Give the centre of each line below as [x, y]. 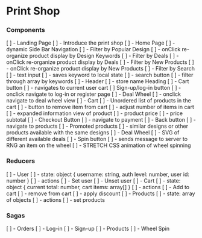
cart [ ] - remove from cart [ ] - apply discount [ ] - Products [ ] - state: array [101, 193]
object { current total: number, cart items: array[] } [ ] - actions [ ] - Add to [98, 187]
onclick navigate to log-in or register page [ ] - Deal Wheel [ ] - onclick [94, 94]
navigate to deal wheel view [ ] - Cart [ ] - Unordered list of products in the [99, 101]
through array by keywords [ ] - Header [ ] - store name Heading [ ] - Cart [98, 81]
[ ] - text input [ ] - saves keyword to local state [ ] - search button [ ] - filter [100, 75]
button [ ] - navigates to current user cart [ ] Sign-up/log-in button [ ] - [94, 88]
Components [26, 30]
